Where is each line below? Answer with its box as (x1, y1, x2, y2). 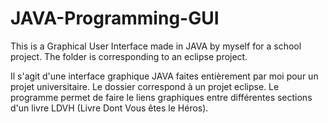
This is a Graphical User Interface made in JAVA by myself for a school (10, 40, 302, 52)
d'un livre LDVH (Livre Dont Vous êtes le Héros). (10, 102, 209, 114)
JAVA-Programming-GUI (10, 7, 220, 30)
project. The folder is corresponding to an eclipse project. (10, 50, 248, 62)
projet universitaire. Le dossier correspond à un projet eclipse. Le (10, 80, 280, 92)
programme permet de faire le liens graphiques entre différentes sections (10, 91, 313, 103)
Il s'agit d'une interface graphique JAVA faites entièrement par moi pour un (10, 70, 319, 82)
